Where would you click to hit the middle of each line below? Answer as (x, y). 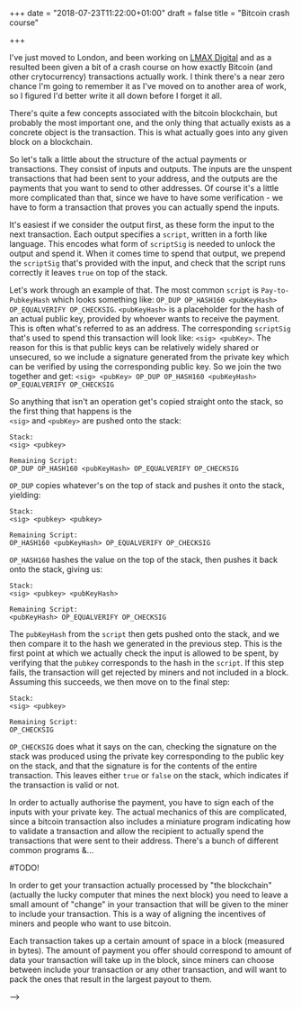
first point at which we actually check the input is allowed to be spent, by (144, 653)
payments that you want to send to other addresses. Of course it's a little (144, 188)
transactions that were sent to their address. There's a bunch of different (144, 841)
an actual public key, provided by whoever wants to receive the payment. (145, 318)
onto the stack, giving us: (56, 569)
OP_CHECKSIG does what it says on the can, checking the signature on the (143, 746)
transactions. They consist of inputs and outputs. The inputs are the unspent (151, 169)
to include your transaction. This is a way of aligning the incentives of (138, 914)
